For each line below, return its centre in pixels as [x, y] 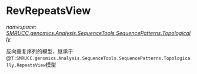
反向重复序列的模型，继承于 [40, 51]
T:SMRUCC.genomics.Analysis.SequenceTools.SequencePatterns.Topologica [101, 58]
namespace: [21, 27]
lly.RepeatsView [26, 65]
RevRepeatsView [49, 11]
